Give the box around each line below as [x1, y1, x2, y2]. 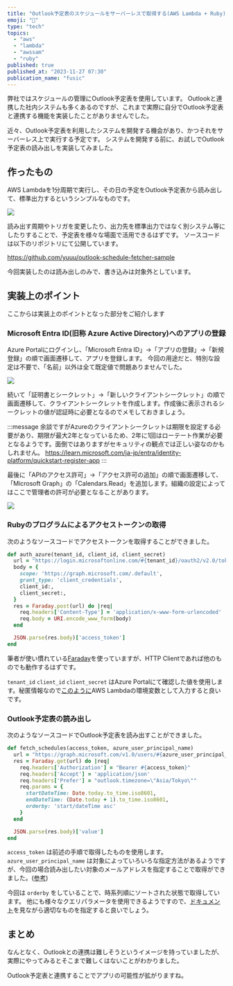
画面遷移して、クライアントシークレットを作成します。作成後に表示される [7, 399, 218, 407]
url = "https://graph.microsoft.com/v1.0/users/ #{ [13, 751, 163, 759]
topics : [7, 29, 30, 37]
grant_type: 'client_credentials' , [19, 576, 123, 584]
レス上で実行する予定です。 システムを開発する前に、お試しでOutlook [25, 135, 225, 143]
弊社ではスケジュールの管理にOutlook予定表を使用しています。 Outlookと [7, 94, 216, 103]
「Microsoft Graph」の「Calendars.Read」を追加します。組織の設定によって [7, 479, 225, 488]
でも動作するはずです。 [12, 662, 80, 671]
